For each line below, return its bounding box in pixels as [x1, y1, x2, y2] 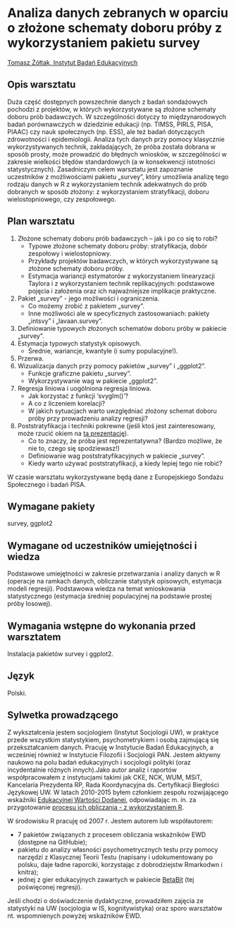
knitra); [17, 868, 39, 876]
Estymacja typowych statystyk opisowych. [17, 339, 142, 347]
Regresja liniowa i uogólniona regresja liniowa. [17, 384, 151, 392]
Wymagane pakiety [7, 500, 95, 512]
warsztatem [7, 631, 61, 643]
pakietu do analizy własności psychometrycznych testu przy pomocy [17, 845, 218, 854]
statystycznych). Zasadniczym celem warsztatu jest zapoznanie [7, 164, 194, 174]
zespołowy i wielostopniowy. [27, 249, 111, 257]
